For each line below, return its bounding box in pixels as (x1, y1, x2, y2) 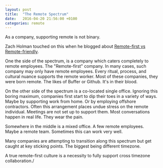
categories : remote (5, 20, 45, 26)
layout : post (5, 7, 32, 12)
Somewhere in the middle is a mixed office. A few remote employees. (5, 124, 144, 130)
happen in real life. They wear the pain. (5, 114, 84, 120)
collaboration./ (5, 158, 34, 164)
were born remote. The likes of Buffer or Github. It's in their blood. (5, 79, 138, 85)
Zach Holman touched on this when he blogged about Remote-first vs (5, 43, 145, 49)
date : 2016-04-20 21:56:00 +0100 (5, 16, 78, 21)
